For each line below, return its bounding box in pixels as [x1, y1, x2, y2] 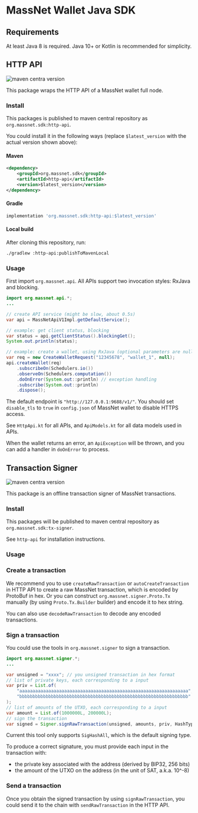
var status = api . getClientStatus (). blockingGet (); [6, 333, 136, 339]
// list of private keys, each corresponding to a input [6, 677, 149, 683]
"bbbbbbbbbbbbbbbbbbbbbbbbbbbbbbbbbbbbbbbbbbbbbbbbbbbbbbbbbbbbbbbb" [16, 693, 192, 700]
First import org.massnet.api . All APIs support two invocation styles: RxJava [6, 277, 190, 285]
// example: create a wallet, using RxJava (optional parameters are [6, 349, 181, 355]
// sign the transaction [6, 715, 67, 722]
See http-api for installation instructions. [6, 536, 105, 543]
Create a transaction [6, 566, 66, 574]
